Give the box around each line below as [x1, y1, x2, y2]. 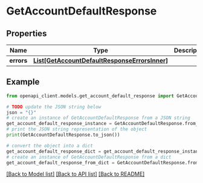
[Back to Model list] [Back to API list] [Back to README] [6, 170, 145, 178]
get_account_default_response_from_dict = [6, 159, 115, 165]
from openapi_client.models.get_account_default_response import [6, 92, 174, 99]
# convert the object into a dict [6, 143, 94, 149]
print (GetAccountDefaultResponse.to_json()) [6, 132, 120, 138]
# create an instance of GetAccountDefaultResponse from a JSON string [6, 115, 190, 121]
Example [6, 77, 40, 87]
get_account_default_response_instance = [6, 121, 112, 127]
